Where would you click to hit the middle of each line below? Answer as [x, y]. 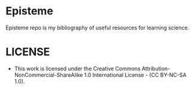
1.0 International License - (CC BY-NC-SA [135, 75]
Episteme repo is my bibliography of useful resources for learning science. [97, 28]
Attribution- [156, 68]
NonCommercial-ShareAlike [48, 75]
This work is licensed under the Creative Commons [77, 68]
